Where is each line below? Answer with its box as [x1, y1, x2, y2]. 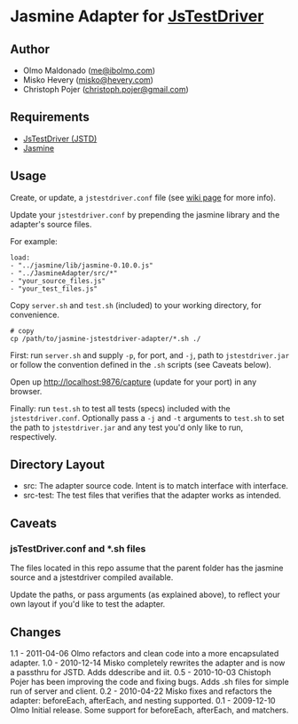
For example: [10, 235, 59, 246]
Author [10, 42, 50, 57]
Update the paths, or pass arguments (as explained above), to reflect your [10, 589, 280, 601]
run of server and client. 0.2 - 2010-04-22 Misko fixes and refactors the [10, 686, 272, 696]
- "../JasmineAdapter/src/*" [10, 268, 118, 277]
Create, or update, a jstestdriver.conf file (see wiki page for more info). [10, 192, 276, 203]
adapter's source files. [10, 219, 92, 229]
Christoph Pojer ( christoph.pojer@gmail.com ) [22, 84, 189, 94]
